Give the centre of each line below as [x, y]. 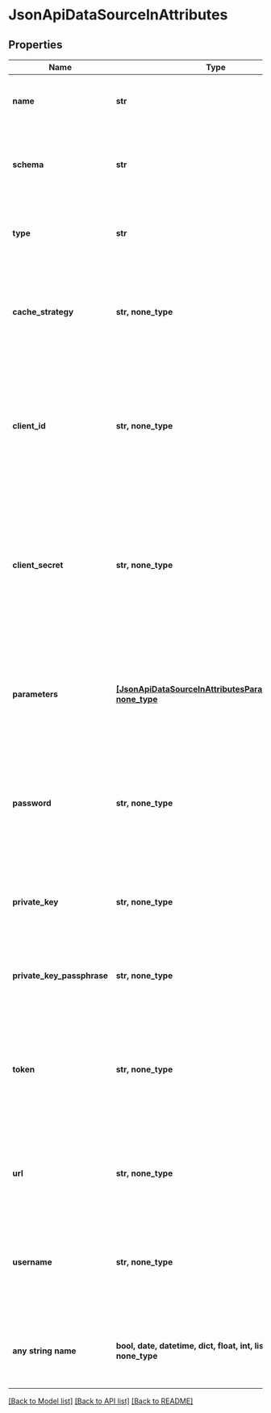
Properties [35, 45]
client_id [29, 426]
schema [28, 165]
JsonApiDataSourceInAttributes [118, 15]
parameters [35, 694]
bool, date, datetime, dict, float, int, [184, 1346]
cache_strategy [43, 312]
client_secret [38, 565]
